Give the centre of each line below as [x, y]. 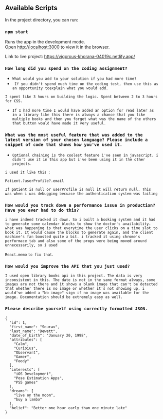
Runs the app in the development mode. [45, 42]
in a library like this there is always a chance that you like [79, 115]
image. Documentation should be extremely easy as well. [64, 297]
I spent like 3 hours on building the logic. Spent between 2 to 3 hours [81, 97]
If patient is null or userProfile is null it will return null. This [78, 189]
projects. [22, 164]
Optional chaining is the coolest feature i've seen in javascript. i [85, 155]
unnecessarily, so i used [31, 245]
